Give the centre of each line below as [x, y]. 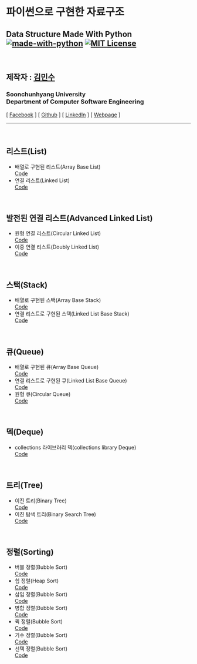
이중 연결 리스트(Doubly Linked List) [57, 247]
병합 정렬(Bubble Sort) [41, 608]
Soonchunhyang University [46, 95]
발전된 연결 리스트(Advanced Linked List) [79, 218]
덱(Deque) [25, 432]
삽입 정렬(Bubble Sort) [41, 595]
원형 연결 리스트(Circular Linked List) [58, 233]
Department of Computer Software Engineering [75, 102]
